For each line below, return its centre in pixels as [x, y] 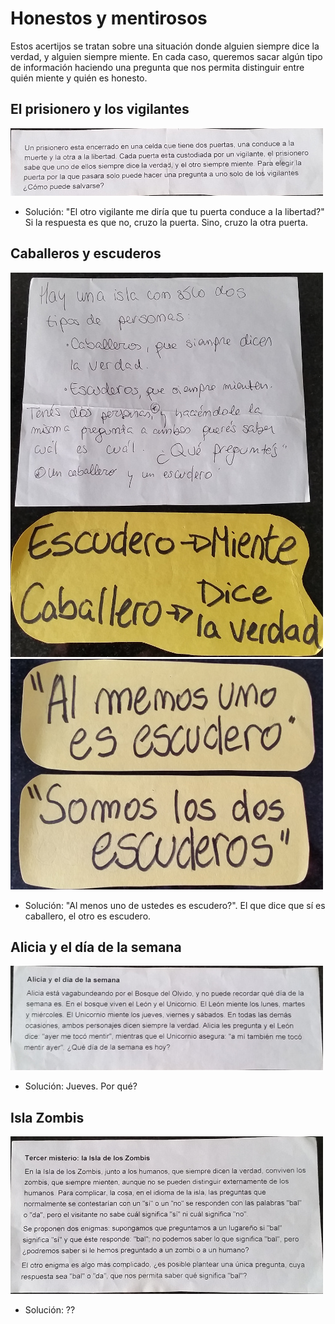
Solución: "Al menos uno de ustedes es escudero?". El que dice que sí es [175, 905]
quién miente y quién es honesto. [79, 78]
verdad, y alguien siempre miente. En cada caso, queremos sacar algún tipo [166, 56]
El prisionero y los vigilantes [100, 109]
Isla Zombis [47, 1117]
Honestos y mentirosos [109, 18]
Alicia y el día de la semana [96, 947]
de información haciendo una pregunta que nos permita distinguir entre [157, 67]
